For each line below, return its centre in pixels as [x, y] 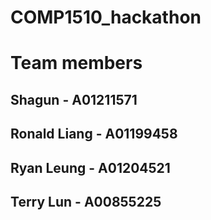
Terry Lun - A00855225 [86, 201]
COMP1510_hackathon [106, 17]
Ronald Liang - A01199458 [94, 134]
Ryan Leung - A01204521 [90, 167]
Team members [76, 63]
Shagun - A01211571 [74, 99]
